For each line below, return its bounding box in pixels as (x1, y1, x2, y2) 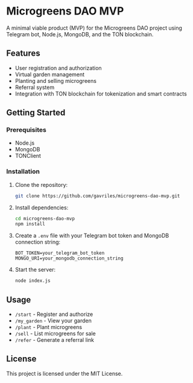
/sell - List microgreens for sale (14, 330, 96, 337)
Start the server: (14, 266, 56, 273)
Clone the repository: (14, 181, 68, 188)
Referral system (14, 83, 55, 91)
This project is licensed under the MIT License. (6, 370, 123, 377)
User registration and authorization (14, 64, 102, 71)
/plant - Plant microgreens (14, 324, 83, 331)
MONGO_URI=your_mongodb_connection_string (14, 255, 124, 261)
